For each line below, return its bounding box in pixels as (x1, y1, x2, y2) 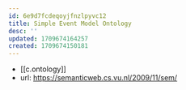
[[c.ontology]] (19, 64, 66, 74)
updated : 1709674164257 (8, 34, 89, 43)
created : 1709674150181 (8, 42, 89, 50)
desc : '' (8, 27, 38, 35)
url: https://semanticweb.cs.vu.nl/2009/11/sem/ (19, 73, 178, 83)
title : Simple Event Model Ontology (8, 19, 132, 28)
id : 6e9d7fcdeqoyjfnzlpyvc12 (8, 11, 107, 20)
